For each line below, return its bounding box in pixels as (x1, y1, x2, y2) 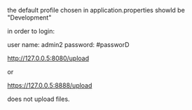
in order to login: (7, 27, 55, 35)
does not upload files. (7, 95, 70, 103)
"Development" (7, 13, 52, 22)
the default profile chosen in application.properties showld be (7, 6, 186, 14)
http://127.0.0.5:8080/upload (7, 54, 90, 62)
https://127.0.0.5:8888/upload (7, 81, 92, 90)
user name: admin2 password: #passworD (7, 41, 130, 48)
